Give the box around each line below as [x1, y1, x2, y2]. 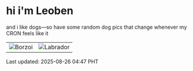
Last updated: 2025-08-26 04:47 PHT [6, 58, 99, 65]
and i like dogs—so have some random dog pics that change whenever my [6, 23, 187, 31]
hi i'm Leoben [6, 4, 74, 18]
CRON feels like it [6, 29, 49, 36]
